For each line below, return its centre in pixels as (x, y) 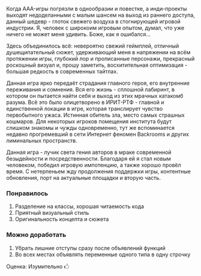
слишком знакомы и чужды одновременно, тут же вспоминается (91, 128)
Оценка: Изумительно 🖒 (38, 266)
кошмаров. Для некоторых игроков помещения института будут (89, 121)
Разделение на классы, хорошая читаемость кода (79, 206)
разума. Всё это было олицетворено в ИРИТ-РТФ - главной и (85, 102)
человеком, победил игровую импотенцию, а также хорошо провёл (94, 165)
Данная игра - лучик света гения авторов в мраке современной (89, 152)
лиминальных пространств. (42, 140)
